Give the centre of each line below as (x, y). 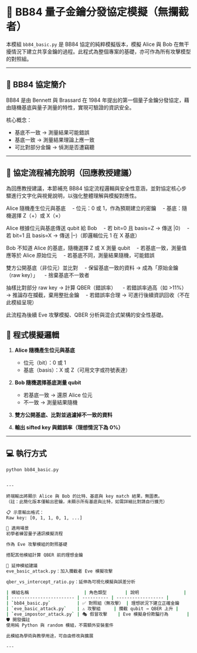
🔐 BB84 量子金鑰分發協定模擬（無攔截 (97, 12)
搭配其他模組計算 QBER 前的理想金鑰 (45, 555)
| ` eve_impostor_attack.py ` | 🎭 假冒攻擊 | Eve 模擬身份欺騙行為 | (98, 614)
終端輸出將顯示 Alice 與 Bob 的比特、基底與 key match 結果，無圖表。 (84, 496)
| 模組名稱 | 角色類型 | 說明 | (96, 592)
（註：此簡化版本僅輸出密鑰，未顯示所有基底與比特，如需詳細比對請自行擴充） (87, 502)
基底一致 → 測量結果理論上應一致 (55, 139)
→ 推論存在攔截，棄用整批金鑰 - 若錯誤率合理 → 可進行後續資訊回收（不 (95, 295)
